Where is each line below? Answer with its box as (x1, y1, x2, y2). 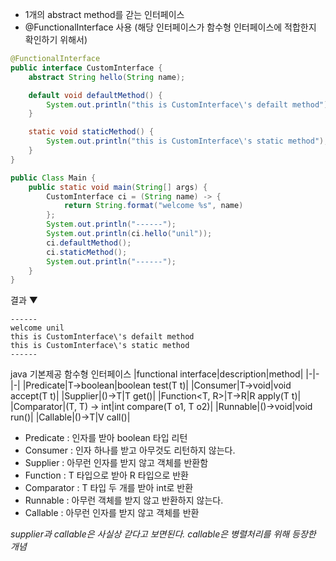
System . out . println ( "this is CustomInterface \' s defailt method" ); (46, 99, 333, 110)
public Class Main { (10, 173, 97, 183)
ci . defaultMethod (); (46, 238, 132, 248)
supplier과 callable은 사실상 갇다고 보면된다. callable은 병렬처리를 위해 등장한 (10, 528, 317, 540)
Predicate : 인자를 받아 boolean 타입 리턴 (24, 432, 188, 444)
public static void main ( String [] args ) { (28, 182, 208, 192)
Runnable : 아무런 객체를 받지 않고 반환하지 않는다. (24, 494, 224, 507)
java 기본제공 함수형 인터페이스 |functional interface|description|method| (10, 368, 304, 380)
